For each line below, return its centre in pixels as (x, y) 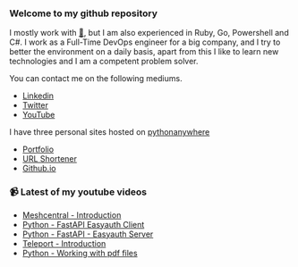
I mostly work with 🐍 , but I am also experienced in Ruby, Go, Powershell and (149, 33)
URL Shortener (50, 159)
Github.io (39, 169)
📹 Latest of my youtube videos (78, 192)
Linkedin (38, 96)
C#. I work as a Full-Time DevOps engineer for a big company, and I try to (145, 42)
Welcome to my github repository (84, 13)
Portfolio (38, 149)
